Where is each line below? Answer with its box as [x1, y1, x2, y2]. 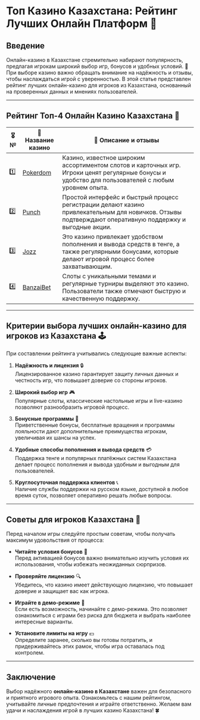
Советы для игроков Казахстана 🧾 [6, 514, 141, 525]
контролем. [14, 649, 45, 656]
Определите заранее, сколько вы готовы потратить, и [14, 637, 153, 644]
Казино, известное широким [62, 153, 145, 162]
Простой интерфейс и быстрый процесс [62, 193, 179, 201]
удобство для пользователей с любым [62, 176, 174, 184]
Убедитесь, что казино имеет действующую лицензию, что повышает [14, 581, 193, 588]
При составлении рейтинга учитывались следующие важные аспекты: [6, 350, 187, 357]
